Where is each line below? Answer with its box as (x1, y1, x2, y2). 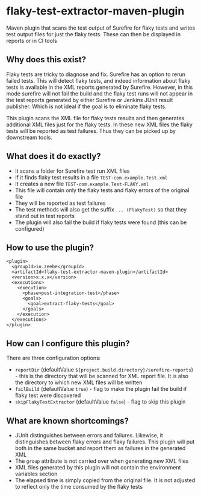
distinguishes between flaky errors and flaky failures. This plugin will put (14, 438, 195, 445)
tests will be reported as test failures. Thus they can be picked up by (6, 127, 176, 134)
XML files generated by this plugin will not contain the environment (14, 464, 181, 471)
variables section (14, 470, 58, 477)
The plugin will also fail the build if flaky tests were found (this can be (14, 219, 187, 226)
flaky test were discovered (14, 391, 81, 399)
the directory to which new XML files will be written (14, 379, 143, 386)
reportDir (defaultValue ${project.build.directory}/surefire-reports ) (14, 366, 194, 373)
